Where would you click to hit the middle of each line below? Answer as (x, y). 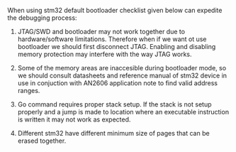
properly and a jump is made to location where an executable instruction (123, 112)
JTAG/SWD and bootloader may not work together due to (101, 32)
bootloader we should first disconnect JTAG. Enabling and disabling (117, 47)
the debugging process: (42, 18)
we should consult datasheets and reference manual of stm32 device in (122, 75)
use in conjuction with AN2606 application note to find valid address (118, 83)
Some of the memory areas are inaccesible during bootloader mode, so (122, 68)
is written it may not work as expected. (74, 119)
